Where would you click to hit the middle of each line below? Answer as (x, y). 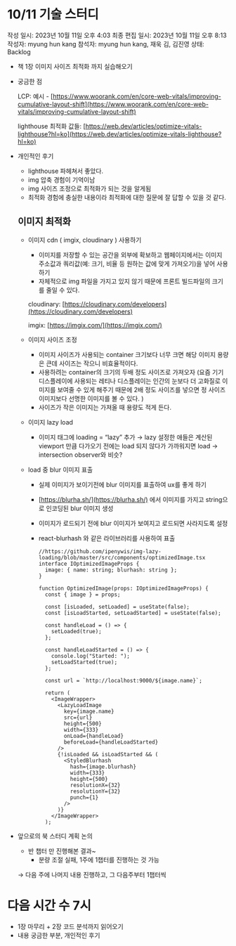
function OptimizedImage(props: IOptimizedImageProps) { (123, 588)
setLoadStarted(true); (85, 662)
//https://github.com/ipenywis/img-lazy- (100, 551)
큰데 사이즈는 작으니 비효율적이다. (92, 363)
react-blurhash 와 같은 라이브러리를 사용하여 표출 (107, 538)
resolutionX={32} (95, 785)
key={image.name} (89, 711)
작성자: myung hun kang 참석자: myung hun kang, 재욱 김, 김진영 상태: (106, 44)
